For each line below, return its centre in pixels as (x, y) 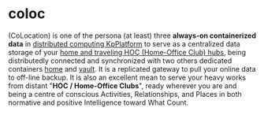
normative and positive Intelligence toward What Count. (99, 102)
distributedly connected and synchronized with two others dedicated (120, 61)
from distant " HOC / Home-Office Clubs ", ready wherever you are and (123, 85)
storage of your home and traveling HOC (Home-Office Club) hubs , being (127, 52)
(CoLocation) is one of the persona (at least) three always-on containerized (132, 35)
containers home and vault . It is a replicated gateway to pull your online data (132, 69)
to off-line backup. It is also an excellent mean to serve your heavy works (127, 77)
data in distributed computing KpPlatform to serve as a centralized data (124, 43)
